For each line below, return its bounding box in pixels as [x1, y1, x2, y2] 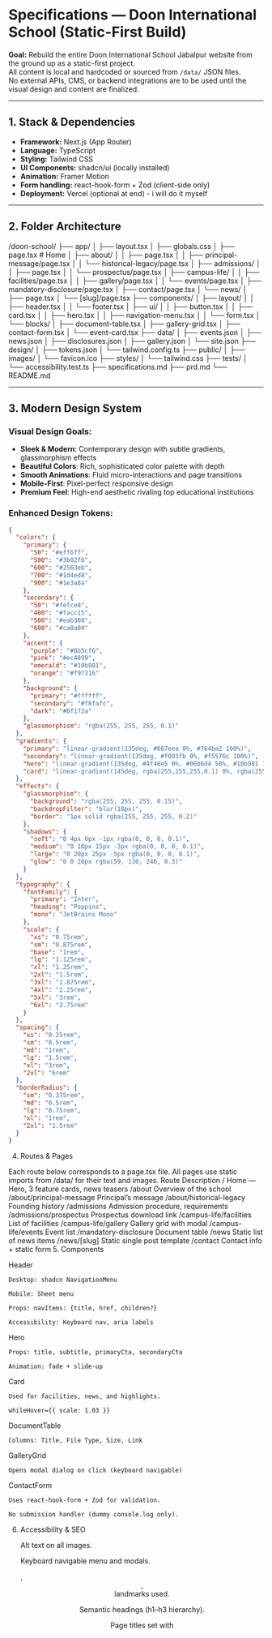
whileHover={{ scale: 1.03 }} [8, 1407, 111, 1415]
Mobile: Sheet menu [8, 1290, 74, 1298]
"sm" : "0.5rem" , [23, 1039, 79, 1047]
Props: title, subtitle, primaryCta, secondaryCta [8, 1349, 183, 1357]
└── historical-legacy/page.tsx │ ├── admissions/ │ [84, 258, 261, 268]
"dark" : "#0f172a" [29, 707, 92, 715]
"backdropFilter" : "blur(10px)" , [29, 804, 143, 813]
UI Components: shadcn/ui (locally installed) [19, 162, 170, 172]
